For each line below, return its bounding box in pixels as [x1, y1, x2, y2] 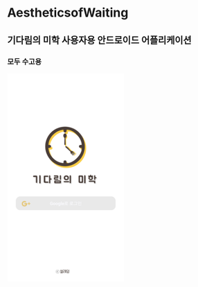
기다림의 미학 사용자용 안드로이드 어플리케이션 [7, 34, 192, 46]
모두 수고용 [7, 57, 42, 67]
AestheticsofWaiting [7, 5, 129, 21]
